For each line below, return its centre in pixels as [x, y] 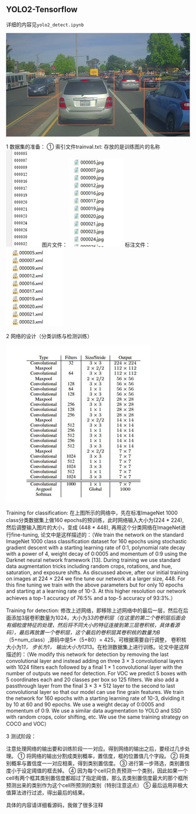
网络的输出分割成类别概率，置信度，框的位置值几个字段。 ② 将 [108, 756]
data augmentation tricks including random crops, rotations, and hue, [89, 566]
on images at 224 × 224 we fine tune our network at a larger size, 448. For [96, 579]
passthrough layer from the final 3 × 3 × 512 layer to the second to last [91, 686]
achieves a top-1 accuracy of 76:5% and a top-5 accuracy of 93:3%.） [91, 598]
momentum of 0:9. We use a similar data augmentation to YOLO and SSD [94, 711]
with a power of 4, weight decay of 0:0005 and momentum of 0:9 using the [97, 554]
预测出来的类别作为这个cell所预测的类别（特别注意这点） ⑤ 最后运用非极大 [97, 785]
